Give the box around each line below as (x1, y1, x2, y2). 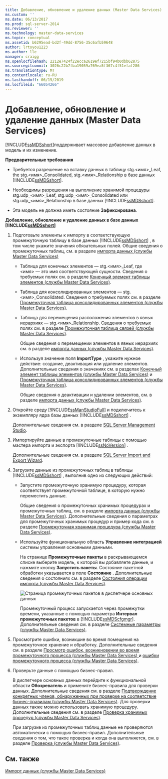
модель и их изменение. (5, 147, 57, 153)
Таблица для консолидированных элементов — (19, 289, 122, 295)
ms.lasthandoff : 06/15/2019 (5, 77, 64, 82)
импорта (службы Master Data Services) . (19, 580, 106, 586)
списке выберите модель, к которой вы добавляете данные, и (19, 559, 153, 565)
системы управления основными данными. (19, 544, 113, 550)
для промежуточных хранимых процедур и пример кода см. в (19, 518, 154, 525)
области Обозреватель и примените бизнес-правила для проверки (12, 682, 158, 688)
